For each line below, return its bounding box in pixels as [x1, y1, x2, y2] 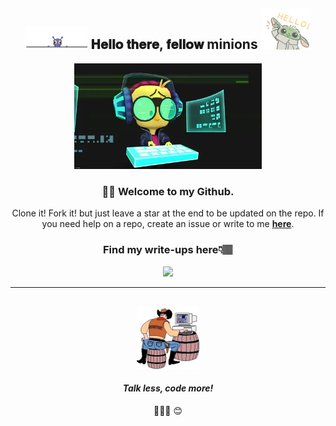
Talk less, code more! [122, 382, 214, 394]
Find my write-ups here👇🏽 [103, 243, 233, 257]
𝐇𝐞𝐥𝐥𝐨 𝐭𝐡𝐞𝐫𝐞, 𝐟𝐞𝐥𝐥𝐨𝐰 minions [90, 36, 258, 53]
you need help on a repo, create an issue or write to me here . [41, 218, 295, 230]
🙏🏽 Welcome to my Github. [101, 184, 235, 198]
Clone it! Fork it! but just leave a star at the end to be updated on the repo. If [11, 207, 325, 219]
